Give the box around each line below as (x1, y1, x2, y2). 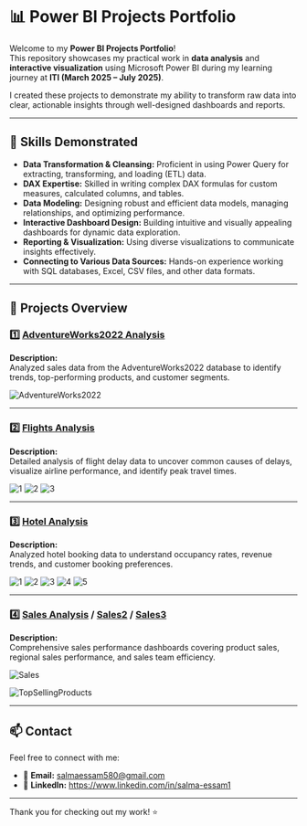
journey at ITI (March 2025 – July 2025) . (9, 71, 164, 82)
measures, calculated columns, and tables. (22, 187, 185, 198)
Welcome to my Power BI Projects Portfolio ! (9, 42, 176, 54)
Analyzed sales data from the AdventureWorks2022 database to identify (9, 362, 281, 374)
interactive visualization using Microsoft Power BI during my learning (9, 62, 272, 73)
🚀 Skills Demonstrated (9, 134, 139, 150)
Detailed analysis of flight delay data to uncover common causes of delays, (9, 455, 292, 466)
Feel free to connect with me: (9, 752, 121, 763)
